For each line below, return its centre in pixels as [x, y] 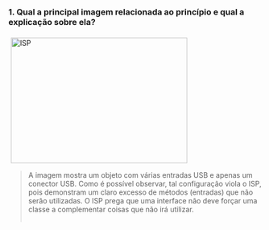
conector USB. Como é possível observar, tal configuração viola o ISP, [145, 184]
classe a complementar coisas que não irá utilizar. [111, 209]
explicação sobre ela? [52, 22]
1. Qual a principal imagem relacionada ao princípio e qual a [126, 12]
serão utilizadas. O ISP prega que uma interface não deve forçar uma [143, 201]
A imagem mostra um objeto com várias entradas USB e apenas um [140, 175]
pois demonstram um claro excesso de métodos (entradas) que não [141, 192]
